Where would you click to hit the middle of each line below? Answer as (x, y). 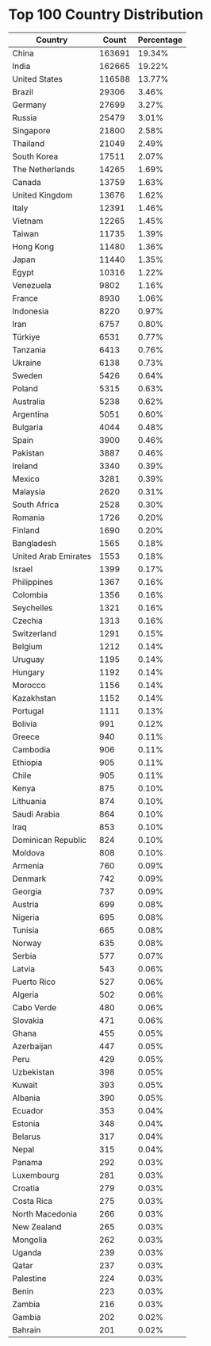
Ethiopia (27, 762)
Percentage (160, 40)
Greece (26, 736)
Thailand (29, 143)
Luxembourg (36, 1175)
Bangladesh (35, 543)
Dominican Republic (50, 840)
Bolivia (25, 724)
